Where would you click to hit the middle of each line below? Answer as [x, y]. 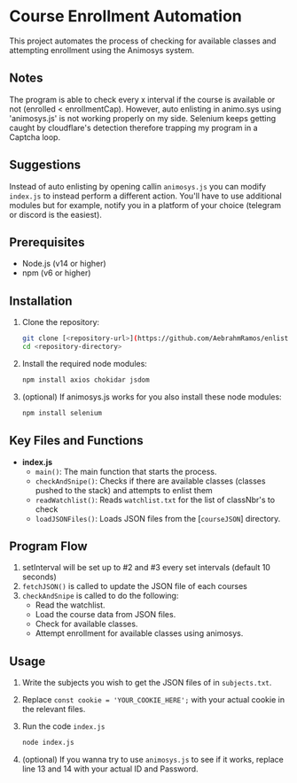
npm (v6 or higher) [56, 273]
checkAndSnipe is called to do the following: [100, 596]
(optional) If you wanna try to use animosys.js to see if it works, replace [152, 760]
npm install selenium [62, 413]
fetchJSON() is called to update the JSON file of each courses [135, 586]
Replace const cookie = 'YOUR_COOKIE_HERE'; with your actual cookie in [153, 700]
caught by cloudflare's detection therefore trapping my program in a [134, 128]
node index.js [48, 743]
